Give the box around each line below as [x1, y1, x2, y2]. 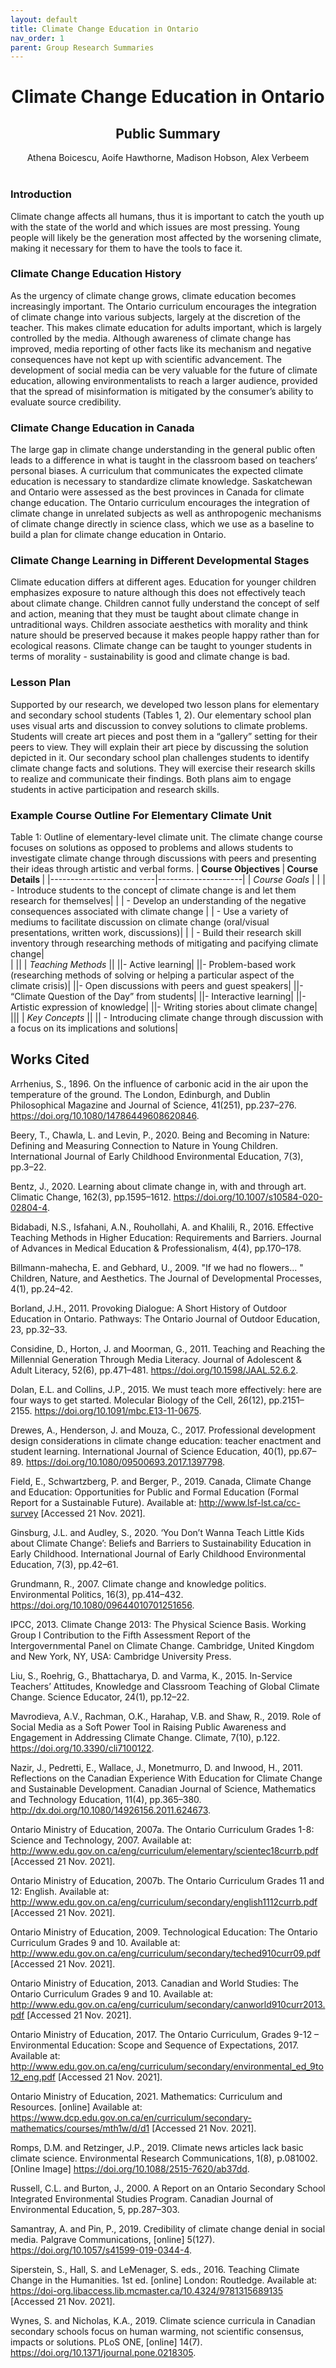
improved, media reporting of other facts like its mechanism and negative [10, 342, 312, 355]
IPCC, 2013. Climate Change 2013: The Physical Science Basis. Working [10, 1618, 307, 1630]
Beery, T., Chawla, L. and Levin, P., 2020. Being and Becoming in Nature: [10, 1129, 310, 1141]
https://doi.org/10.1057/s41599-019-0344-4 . [10, 2244, 193, 2256]
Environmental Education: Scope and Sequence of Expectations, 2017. [10, 2039, 300, 2051]
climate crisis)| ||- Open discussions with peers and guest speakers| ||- [10, 980, 304, 992]
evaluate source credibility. [10, 396, 122, 408]
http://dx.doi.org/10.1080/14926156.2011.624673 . [10, 1804, 212, 1816]
